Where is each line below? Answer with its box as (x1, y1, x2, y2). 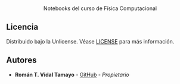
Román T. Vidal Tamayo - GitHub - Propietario (14, 71, 129, 78)
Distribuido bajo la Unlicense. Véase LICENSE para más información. (6, 38, 175, 45)
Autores (6, 55, 37, 66)
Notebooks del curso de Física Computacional (44, 5, 157, 12)
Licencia (6, 22, 39, 32)
